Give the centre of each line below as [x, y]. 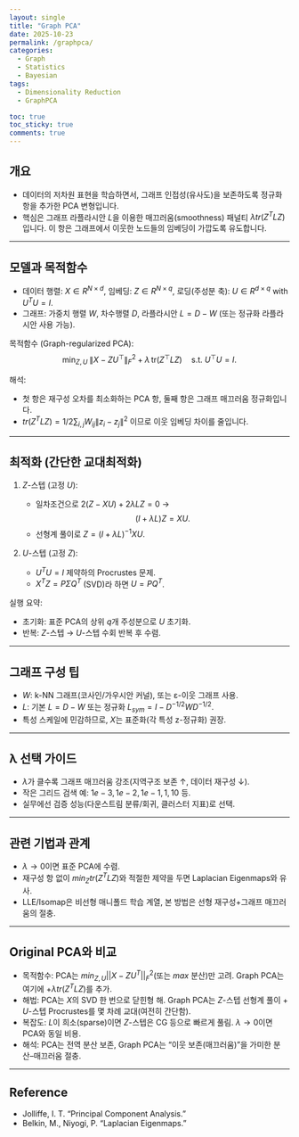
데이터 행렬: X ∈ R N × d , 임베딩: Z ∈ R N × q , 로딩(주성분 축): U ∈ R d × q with [155, 290]
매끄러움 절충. [57, 1055]
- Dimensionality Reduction [69, 92]
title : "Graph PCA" [45, 26]
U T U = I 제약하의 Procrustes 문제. [95, 572]
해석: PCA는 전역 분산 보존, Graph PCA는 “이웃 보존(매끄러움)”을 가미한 [146, 1044]
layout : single [37, 17]
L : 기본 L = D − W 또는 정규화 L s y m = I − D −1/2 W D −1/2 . [118, 707]
